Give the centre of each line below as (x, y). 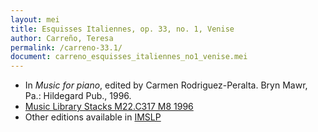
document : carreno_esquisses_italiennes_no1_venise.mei (129, 57)
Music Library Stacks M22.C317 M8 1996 (109, 107)
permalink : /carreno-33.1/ (66, 47)
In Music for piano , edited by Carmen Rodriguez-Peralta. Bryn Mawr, (166, 85)
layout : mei (35, 19)
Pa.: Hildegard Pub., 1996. (78, 96)
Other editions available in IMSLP (93, 117)
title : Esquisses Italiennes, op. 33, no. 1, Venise (122, 29)
